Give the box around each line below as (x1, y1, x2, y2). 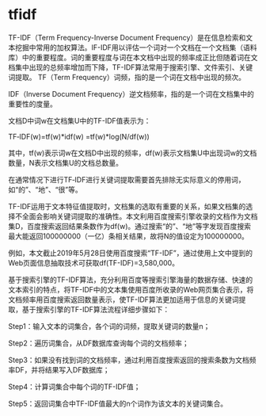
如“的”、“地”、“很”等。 (8, 185, 82, 194)
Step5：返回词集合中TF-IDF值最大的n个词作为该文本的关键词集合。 (8, 399, 228, 408)
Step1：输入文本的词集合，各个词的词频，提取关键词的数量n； (8, 321, 211, 330)
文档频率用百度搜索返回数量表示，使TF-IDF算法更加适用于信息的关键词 (8, 295, 239, 304)
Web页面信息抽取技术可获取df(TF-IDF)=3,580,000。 (8, 258, 180, 267)
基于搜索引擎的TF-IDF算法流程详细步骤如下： (21, 304, 170, 314)
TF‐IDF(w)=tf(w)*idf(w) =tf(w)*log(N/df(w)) (8, 132, 150, 141)
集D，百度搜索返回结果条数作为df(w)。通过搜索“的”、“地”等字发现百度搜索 (8, 221, 252, 231)
